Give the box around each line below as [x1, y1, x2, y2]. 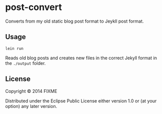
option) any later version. [5, 103, 57, 109]
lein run [5, 46, 24, 51]
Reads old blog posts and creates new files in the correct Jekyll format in [5, 55, 157, 61]
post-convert [5, 2, 62, 13]
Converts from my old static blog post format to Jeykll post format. [5, 18, 144, 24]
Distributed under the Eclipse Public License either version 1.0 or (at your [5, 97, 157, 104]
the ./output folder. [5, 60, 46, 66]
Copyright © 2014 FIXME [5, 88, 58, 94]
